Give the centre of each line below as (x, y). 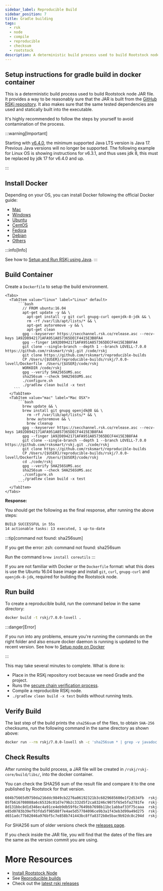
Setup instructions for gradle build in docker (73, 74)
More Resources (39, 860)
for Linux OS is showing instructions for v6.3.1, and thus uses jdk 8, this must (81, 153)
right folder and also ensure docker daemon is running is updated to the (77, 642)
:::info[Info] (16, 250)
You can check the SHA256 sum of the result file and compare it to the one (80, 784)
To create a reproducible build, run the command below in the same (73, 604)
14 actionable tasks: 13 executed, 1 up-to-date (55, 529)
